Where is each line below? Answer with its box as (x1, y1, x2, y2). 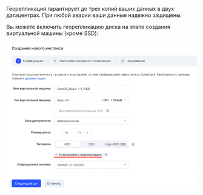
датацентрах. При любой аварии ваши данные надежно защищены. (6, 11, 182, 19)
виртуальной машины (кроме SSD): (6, 30, 99, 37)
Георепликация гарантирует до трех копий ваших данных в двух (6, 5, 175, 12)
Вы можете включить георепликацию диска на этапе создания (6, 24, 171, 30)
